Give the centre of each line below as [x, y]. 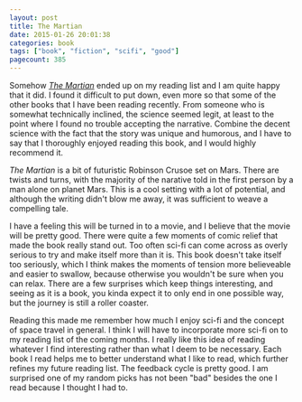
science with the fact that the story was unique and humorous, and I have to [151, 133]
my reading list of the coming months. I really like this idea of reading [137, 339]
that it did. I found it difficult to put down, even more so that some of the [143, 95]
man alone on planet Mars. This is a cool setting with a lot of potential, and [147, 189]
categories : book [42, 43]
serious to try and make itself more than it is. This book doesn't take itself [146, 255]
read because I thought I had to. [69, 388]
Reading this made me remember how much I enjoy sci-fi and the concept [147, 320]
